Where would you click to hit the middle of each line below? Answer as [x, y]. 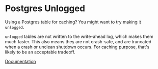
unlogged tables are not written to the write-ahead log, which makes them [79, 36]
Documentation [21, 61]
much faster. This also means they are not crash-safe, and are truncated [78, 41]
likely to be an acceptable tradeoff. [40, 52]
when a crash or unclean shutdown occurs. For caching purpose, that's [77, 47]
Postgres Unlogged [45, 9]
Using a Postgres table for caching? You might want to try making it [73, 22]
